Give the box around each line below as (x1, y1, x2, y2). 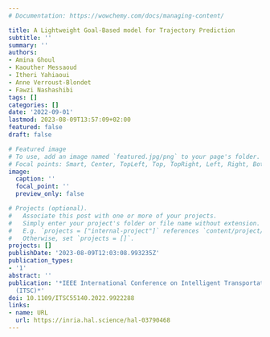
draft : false (8, 131, 52, 139)
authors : (8, 49, 38, 57)
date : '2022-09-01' (8, 108, 74, 116)
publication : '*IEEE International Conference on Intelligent (8, 278, 221, 287)
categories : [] (8, 101, 59, 109)
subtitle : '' (8, 34, 52, 42)
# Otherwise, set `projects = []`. (8, 234, 135, 242)
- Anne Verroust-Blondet (8, 78, 92, 87)
